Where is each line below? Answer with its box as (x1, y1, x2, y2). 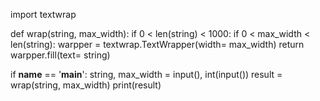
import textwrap (10, 9, 77, 20)
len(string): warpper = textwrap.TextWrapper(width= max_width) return (10, 39, 305, 50)
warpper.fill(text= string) (10, 49, 111, 61)
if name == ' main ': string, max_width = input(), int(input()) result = (10, 69, 283, 80)
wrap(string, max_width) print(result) (10, 79, 162, 91)
